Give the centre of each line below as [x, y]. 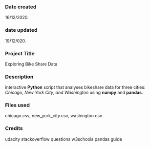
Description [19, 77]
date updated [21, 30]
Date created [21, 7]
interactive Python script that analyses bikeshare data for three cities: [75, 87]
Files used [18, 105]
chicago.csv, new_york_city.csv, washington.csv [54, 116]
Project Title [20, 53]
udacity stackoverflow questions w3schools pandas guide [64, 139]
